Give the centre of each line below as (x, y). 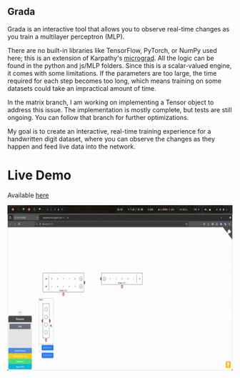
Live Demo (39, 175)
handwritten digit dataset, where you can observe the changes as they (111, 139)
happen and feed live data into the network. (71, 146)
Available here (28, 195)
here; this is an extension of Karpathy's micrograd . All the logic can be (111, 58)
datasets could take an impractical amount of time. (82, 88)
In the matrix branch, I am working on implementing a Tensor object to (111, 102)
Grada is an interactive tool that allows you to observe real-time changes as (119, 29)
